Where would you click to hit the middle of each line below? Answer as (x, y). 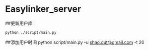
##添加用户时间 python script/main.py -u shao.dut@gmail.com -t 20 (75, 42)
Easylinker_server (43, 9)
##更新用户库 (19, 23)
